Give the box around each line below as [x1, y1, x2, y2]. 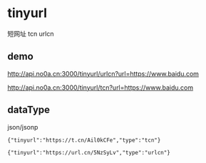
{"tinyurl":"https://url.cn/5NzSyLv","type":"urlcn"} [7, 149, 171, 156]
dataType [7, 104, 51, 116]
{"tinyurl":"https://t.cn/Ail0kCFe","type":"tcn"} [7, 137, 161, 144]
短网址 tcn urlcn [7, 29, 55, 38]
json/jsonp [7, 122, 38, 131]
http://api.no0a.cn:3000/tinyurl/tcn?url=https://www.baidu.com [7, 83, 194, 92]
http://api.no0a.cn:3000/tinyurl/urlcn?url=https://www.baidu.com [7, 69, 200, 78]
